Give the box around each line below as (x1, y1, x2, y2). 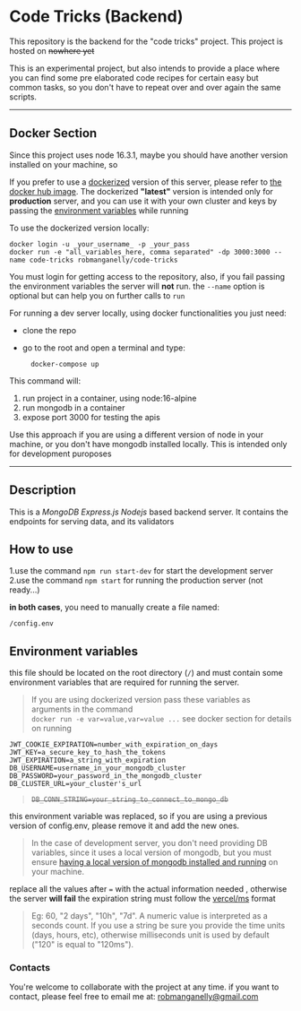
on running (30, 723, 72, 734)
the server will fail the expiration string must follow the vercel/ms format (9, 894, 276, 904)
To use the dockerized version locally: (9, 222, 150, 233)
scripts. (9, 91, 38, 102)
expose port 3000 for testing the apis (21, 411, 161, 422)
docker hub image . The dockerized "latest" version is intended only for (9, 186, 273, 196)
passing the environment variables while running (9, 204, 189, 216)
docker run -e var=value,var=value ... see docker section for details (30, 713, 292, 724)
